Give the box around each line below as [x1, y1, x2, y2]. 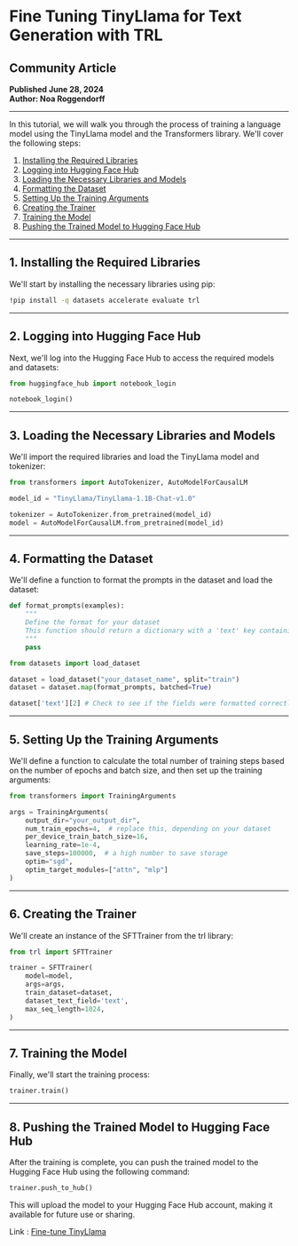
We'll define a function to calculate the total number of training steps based [9, 755, 286, 766]
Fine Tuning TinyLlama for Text [9, 6, 242, 27]
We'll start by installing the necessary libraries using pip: [9, 278, 216, 290]
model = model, [25, 972, 74, 980]
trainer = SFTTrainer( [9, 964, 93, 972]
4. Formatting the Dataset [9, 551, 153, 566]
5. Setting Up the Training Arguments [9, 732, 219, 747]
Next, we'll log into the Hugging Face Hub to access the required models [9, 353, 275, 363]
